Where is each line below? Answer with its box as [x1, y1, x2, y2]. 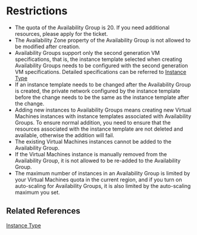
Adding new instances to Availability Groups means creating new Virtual [14, 106, 192, 113]
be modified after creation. [14, 43, 80, 50]
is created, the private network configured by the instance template [14, 87, 180, 94]
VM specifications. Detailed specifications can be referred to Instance [14, 68, 186, 75]
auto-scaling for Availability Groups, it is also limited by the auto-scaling [14, 182, 191, 189]
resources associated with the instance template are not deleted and [14, 125, 183, 132]
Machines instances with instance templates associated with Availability [14, 112, 192, 120]
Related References [6, 206, 80, 216]
